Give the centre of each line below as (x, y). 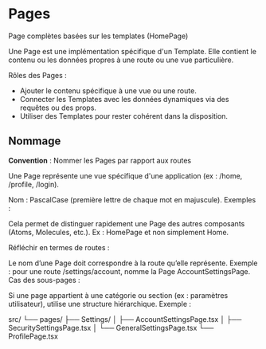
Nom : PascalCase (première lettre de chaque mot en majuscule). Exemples (132, 199)
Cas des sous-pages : (45, 280)
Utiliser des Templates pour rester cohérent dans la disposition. (124, 116)
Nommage (35, 141)
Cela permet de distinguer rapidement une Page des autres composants (127, 223)
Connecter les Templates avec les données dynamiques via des (124, 99)
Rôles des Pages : (38, 75)
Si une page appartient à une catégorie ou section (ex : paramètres (118, 295)
